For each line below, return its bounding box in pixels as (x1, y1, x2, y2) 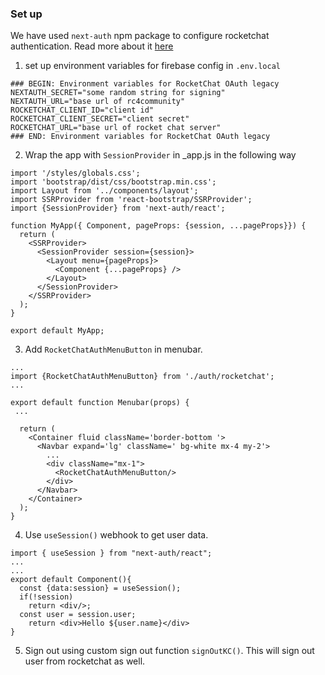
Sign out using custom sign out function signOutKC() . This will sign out (24, 645, 315, 657)
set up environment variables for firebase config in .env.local (24, 60, 281, 72)
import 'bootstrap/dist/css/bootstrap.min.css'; (10, 177, 217, 187)
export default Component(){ (10, 575, 132, 585)
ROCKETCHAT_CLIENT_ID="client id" (10, 105, 155, 116)
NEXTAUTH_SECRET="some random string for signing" (10, 88, 226, 98)
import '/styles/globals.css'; (10, 168, 141, 179)
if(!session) (19, 592, 74, 602)
